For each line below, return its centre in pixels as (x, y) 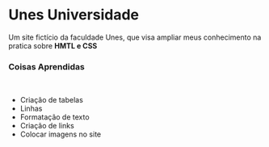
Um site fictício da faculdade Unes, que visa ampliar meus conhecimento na (135, 37)
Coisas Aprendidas (46, 66)
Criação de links (47, 126)
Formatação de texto (55, 117)
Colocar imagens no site (61, 134)
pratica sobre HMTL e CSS (53, 45)
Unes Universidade (74, 15)
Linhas (31, 109)
